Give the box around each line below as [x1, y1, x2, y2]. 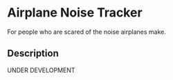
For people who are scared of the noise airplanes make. [7, 28, 166, 36]
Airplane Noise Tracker [7, 5, 143, 21]
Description [7, 48, 59, 59]
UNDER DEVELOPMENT [7, 66, 75, 74]
